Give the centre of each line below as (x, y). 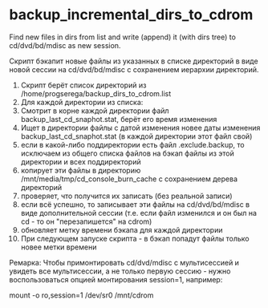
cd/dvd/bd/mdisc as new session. (65, 45)
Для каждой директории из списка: (82, 102)
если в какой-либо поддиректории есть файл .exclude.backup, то (132, 144)
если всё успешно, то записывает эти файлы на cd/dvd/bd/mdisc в (135, 204)
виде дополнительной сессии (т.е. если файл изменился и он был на (139, 213)
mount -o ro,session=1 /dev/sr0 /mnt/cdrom (81, 295)
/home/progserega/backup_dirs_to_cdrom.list (96, 93)
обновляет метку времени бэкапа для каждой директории (122, 229)
